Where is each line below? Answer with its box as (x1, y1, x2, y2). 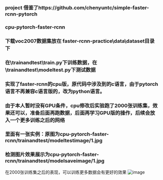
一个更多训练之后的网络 (10, 116, 65, 123)
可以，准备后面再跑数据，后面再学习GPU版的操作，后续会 (15, 109, 150, 116)
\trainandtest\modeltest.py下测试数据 (5, 66, 96, 73)
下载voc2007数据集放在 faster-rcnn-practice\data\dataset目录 (5, 37, 155, 44)
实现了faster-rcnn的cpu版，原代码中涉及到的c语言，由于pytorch (5, 81, 159, 87)
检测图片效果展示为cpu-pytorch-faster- (5, 151, 99, 158)
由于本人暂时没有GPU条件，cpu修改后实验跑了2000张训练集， (5, 102, 153, 109)
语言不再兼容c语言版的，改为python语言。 (5, 88, 105, 95)
